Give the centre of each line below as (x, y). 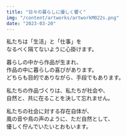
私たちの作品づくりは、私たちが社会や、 (57, 91)
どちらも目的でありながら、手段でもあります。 (65, 78)
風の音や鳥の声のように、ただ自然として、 (60, 119)
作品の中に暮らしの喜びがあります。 (52, 70)
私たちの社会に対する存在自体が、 (49, 111)
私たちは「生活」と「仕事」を (44, 42)
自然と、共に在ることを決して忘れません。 (60, 98)
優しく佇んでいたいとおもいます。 (49, 127)
